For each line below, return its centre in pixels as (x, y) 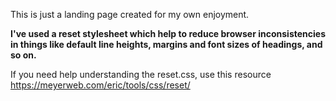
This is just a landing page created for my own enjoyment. (130, 14)
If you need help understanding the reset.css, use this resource (141, 74)
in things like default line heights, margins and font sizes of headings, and (166, 44)
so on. (23, 55)
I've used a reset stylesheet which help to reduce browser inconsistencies (168, 33)
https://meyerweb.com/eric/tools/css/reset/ (100, 85)
